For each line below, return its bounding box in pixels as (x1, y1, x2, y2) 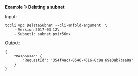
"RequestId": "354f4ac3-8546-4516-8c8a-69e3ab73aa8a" (22, 58, 134, 63)
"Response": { (14, 54, 42, 58)
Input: (5, 14, 17, 19)
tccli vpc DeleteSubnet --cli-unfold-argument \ (5, 23, 108, 28)
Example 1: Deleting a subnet (5, 4, 65, 10)
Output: (5, 40, 20, 46)
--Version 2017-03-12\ (14, 27, 60, 32)
